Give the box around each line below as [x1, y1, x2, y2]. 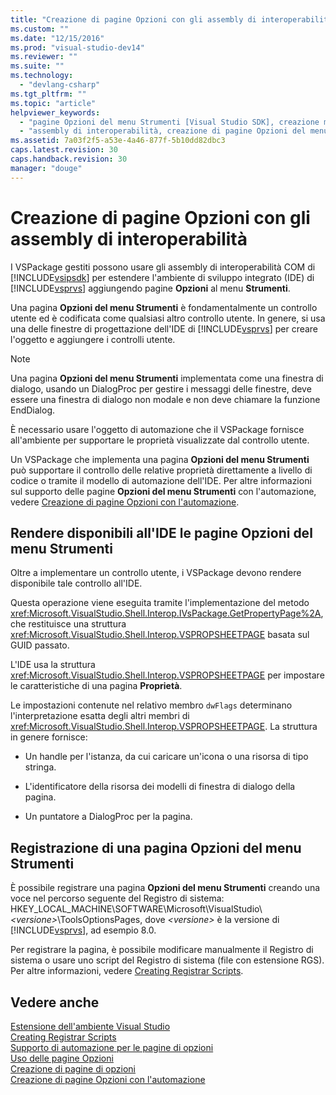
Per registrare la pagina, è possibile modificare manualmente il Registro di [10, 944, 314, 956]
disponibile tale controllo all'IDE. [10, 577, 143, 590]
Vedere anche [10, 994, 100, 1011]
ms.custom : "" [10, 24, 70, 34]
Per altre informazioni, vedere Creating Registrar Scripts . [10, 965, 244, 977]
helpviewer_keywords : [10, 107, 101, 118]
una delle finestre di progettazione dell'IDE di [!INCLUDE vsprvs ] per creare [10, 322, 319, 335]
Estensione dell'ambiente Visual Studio [10, 1021, 171, 1032]
